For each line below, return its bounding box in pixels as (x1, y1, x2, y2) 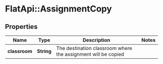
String (37, 48, 52, 54)
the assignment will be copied (56, 51, 125, 57)
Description (82, 37, 111, 43)
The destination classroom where (56, 45, 132, 51)
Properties (5, 23, 38, 31)
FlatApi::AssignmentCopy (5, 3, 112, 14)
